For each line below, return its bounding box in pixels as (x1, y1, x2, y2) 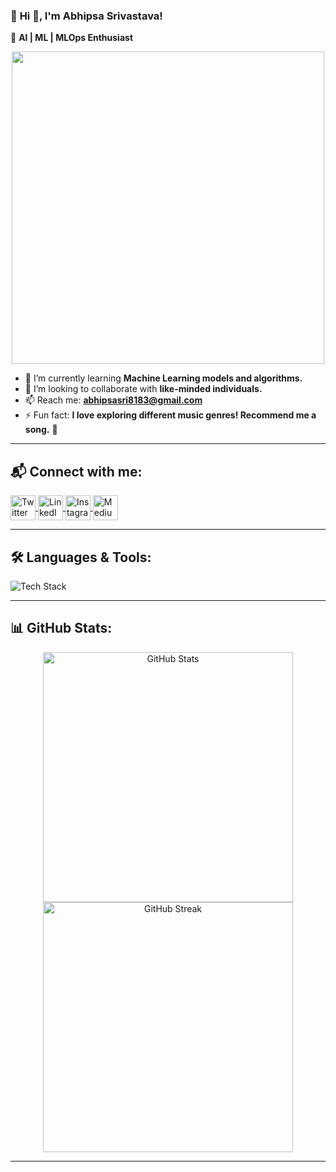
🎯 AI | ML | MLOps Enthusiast (10, 32, 134, 44)
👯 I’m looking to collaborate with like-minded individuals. (24, 383, 263, 395)
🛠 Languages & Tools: (10, 549, 152, 566)
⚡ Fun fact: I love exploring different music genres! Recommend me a (24, 409, 317, 421)
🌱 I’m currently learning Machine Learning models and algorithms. (24, 372, 303, 384)
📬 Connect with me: (10, 463, 143, 480)
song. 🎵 (24, 424, 58, 436)
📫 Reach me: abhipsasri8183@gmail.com (24, 394, 203, 406)
